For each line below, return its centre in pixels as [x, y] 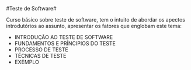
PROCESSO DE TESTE [41, 50]
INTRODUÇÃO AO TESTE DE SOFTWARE [64, 37]
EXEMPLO [27, 62]
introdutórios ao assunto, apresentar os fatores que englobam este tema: [94, 26]
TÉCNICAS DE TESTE [40, 56]
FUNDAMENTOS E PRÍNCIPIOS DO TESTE [65, 43]
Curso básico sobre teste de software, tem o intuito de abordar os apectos [96, 20]
